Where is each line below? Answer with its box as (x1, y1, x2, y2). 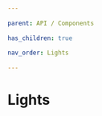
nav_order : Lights (7, 49, 69, 57)
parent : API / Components (7, 19, 94, 27)
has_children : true (7, 34, 73, 42)
